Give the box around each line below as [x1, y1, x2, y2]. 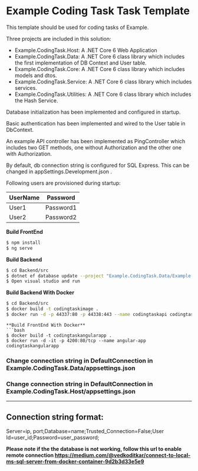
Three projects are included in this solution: [6, 35, 111, 42]
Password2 [45, 213, 77, 221]
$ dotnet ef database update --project [6, 273, 104, 279]
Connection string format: [6, 412, 104, 422]
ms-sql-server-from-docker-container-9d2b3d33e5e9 [6, 457, 144, 465]
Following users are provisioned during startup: [6, 179, 121, 186]
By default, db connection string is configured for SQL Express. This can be [6, 162, 190, 169]
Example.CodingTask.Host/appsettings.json [6, 387, 136, 395]
